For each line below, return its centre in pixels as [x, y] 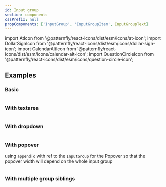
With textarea [22, 108]
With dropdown [24, 127]
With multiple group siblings [40, 178]
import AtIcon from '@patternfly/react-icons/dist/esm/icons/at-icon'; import [83, 38]
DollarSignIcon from [26, 44]
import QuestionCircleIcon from [122, 54]
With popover [22, 145]
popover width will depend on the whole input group [59, 161]
